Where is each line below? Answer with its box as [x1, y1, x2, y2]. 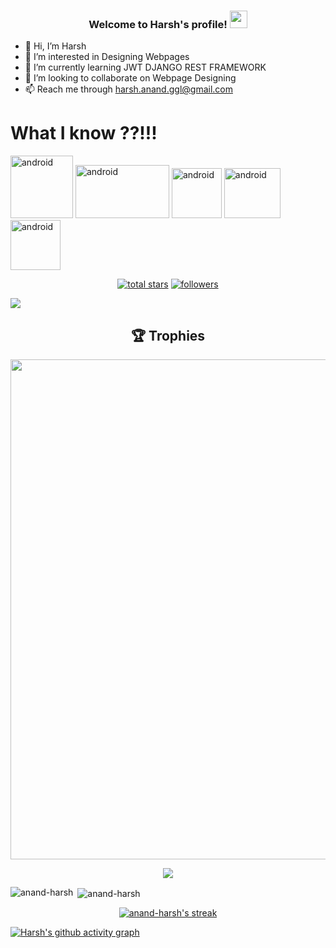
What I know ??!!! [10, 122, 158, 145]
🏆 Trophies [130, 327, 206, 344]
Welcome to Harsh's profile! [88, 17, 228, 31]
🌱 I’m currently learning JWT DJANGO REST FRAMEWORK [24, 61, 267, 74]
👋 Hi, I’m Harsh [24, 40, 87, 52]
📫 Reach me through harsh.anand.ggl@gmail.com [24, 83, 233, 95]
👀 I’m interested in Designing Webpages [24, 51, 190, 63]
